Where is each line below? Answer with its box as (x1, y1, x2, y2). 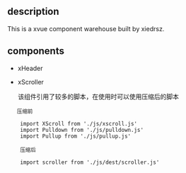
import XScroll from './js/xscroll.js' (20, 120, 138, 127)
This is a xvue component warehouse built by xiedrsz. (7, 24, 165, 33)
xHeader (17, 64, 44, 72)
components (7, 45, 65, 57)
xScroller (17, 77, 45, 86)
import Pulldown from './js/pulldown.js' (20, 126, 144, 133)
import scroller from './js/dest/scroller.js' (20, 159, 160, 166)
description (7, 6, 59, 18)
